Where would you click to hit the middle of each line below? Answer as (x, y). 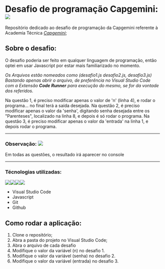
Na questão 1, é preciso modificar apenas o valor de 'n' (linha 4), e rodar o (80, 100)
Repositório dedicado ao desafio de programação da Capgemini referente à (82, 28)
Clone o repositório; (32, 235)
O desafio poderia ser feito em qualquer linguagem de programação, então (81, 60)
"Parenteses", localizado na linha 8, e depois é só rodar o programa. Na (77, 116)
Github (19, 207)
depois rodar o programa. (31, 126)
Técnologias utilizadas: (33, 172)
